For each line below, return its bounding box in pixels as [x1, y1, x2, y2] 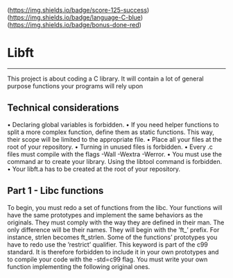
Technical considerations [7, 102, 119, 114]
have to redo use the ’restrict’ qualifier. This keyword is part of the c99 [7, 240, 208, 249]
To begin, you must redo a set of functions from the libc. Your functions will [7, 203, 223, 211]
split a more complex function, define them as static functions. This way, [7, 128, 215, 136]
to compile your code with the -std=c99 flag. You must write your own [7, 255, 208, 263]
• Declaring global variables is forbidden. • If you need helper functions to [7, 120, 220, 129]
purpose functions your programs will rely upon [7, 81, 144, 90]
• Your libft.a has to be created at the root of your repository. [7, 165, 181, 173]
